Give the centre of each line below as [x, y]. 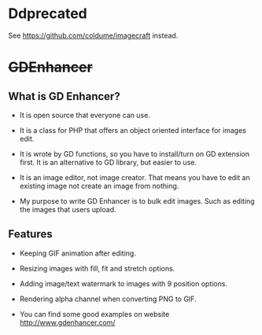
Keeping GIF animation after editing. [77, 253]
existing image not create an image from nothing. [99, 186]
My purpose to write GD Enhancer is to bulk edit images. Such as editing [137, 201]
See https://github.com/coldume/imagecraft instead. [93, 35]
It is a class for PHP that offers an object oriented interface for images [133, 130]
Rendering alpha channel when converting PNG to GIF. [108, 299]
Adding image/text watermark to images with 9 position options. [124, 283]
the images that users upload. [68, 209]
